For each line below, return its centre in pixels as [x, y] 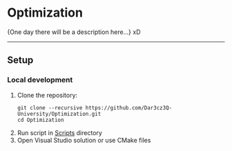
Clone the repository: [47, 95]
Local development [40, 80]
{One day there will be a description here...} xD [74, 32]
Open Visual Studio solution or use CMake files [84, 140]
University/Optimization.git [59, 114]
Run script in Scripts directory [59, 132]
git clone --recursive [50, 108]
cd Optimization [40, 120]
